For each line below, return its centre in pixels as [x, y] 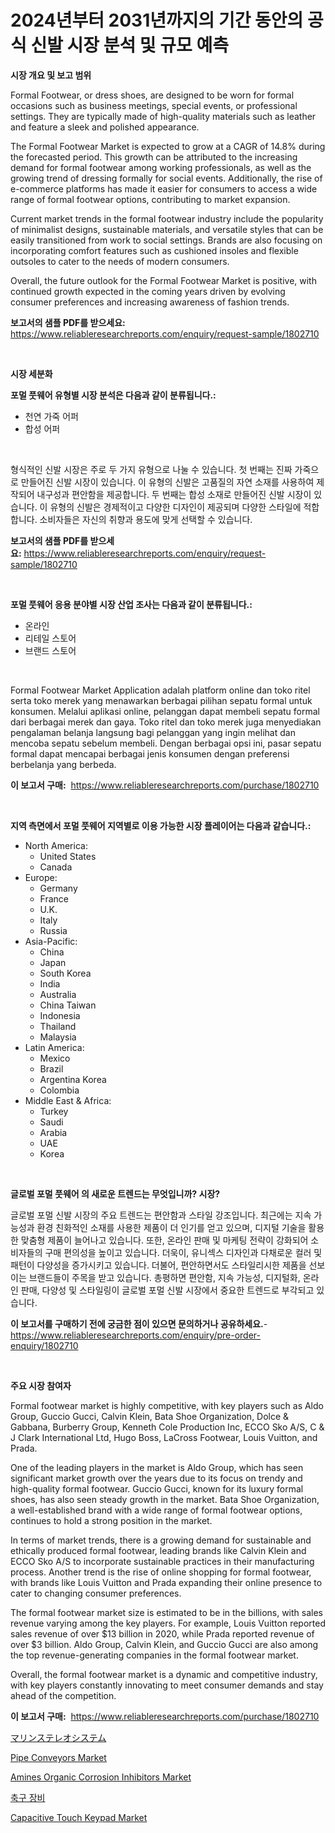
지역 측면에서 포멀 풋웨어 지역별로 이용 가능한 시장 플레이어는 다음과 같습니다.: [161, 825]
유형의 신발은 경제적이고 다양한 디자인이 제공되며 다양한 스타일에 [175, 507]
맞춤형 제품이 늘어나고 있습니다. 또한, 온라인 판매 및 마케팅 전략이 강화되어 [164, 1240]
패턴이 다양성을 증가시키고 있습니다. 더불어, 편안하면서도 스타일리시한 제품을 [158, 1265]
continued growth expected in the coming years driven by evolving [148, 291]
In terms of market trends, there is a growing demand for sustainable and [161, 1540]
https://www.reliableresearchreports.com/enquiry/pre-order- [135, 1335]
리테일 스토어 [50, 638]
